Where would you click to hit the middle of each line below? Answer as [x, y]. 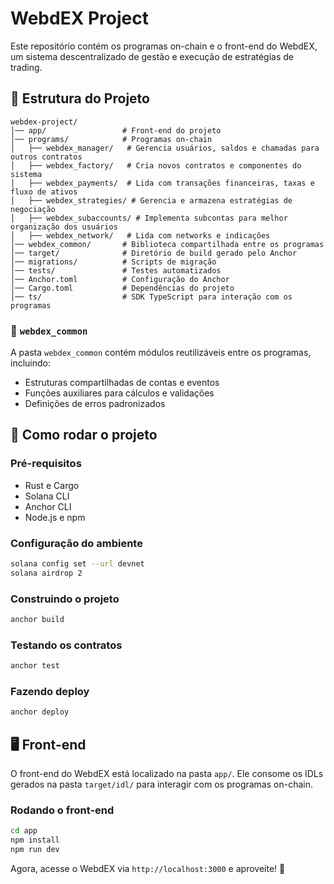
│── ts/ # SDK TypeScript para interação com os [151, 297]
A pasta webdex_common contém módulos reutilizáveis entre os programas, [161, 353]
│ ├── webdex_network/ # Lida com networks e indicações [140, 235]
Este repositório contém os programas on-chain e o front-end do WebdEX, [164, 46]
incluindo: [30, 363]
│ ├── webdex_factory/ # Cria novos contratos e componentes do [156, 165]
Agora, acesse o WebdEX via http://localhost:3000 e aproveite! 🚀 [148, 869]
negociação [33, 209]
